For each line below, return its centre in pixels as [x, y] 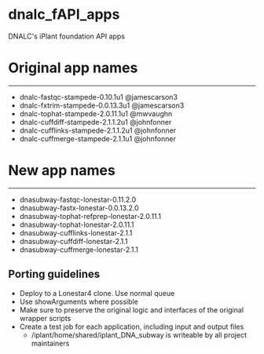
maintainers [50, 343]
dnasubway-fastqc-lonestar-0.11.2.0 [78, 199]
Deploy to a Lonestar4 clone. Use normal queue [97, 293]
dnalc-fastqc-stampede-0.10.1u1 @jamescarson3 [99, 97]
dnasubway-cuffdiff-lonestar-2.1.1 [73, 241]
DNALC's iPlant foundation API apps [67, 36]
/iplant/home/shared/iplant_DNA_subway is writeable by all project [139, 334]
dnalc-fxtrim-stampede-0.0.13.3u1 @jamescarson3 [102, 105]
